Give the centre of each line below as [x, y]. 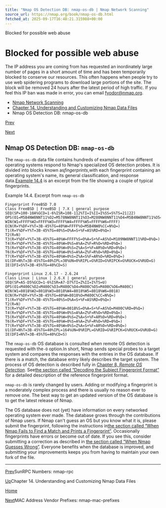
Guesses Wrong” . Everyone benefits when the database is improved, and [80, 447]
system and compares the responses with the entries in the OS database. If [82, 354]
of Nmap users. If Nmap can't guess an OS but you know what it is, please [81, 420]
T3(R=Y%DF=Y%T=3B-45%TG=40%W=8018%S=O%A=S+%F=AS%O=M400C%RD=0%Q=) [75, 309]
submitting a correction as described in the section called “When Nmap [78, 442]
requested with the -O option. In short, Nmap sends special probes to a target [83, 349]
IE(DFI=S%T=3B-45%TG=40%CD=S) [36, 265]
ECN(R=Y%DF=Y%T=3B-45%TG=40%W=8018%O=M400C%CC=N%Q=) [61, 296]
